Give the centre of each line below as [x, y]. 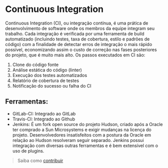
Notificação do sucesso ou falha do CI [52, 85]
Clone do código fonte [35, 64]
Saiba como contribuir [40, 160]
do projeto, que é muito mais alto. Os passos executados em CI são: [75, 55]
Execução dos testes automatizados [50, 75]
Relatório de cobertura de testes [45, 80]
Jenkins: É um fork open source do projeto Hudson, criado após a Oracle [87, 124]
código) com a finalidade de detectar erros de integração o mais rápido [79, 44]
